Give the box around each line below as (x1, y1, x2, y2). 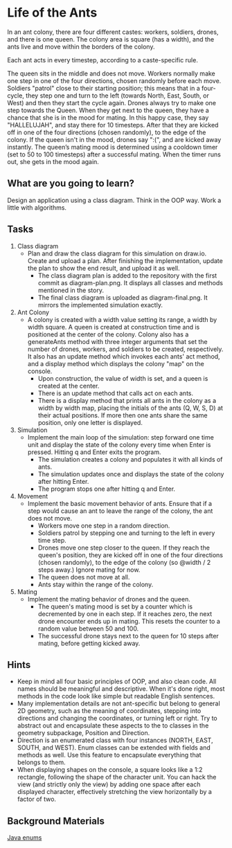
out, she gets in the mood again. (7, 157, 99, 165)
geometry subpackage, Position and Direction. (17, 729, 150, 737)
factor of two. (17, 795, 57, 804)
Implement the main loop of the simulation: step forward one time (27, 433, 215, 441)
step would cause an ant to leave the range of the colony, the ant (27, 507, 213, 515)
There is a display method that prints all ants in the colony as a (37, 396, 217, 404)
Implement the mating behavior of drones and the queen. (27, 595, 190, 603)
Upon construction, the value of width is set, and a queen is (37, 374, 208, 382)
